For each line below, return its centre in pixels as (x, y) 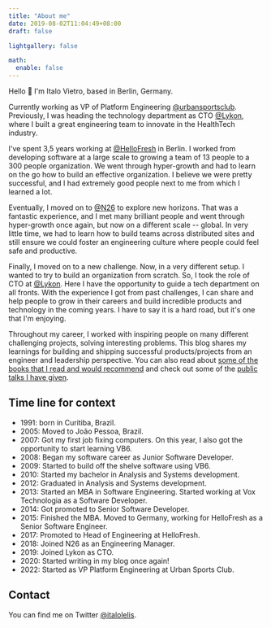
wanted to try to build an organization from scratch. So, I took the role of (129, 275)
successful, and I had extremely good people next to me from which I (125, 183)
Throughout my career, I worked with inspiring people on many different (129, 334)
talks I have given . (39, 377)
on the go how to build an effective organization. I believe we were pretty (131, 174)
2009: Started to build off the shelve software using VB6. (115, 465)
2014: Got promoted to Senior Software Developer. (105, 508)
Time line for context (62, 403)
